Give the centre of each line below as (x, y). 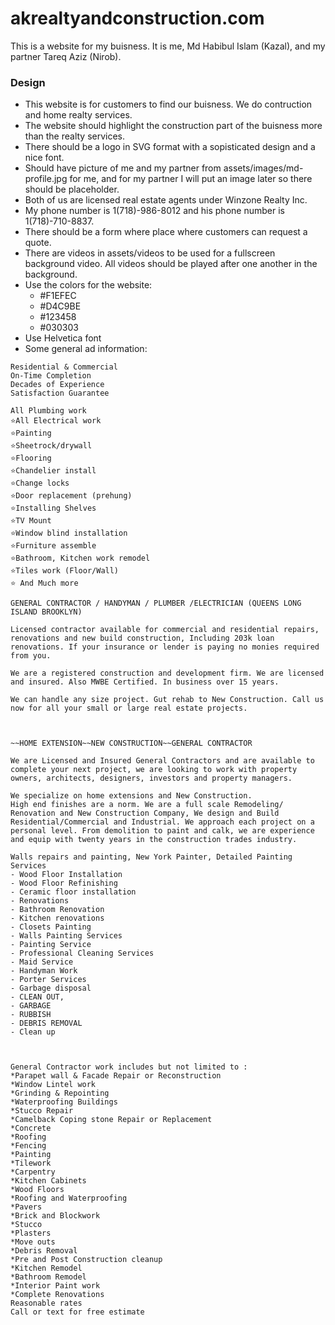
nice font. (44, 158)
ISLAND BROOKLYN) (46, 612)
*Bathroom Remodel (48, 1277)
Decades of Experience (57, 385)
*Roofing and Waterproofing (69, 1198)
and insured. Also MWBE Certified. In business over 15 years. (145, 682)
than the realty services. (75, 136)
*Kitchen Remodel (46, 1268)
